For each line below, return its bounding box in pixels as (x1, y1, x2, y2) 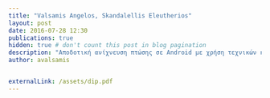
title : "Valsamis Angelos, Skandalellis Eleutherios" (8, 11, 193, 20)
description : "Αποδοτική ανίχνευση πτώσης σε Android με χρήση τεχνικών (8, 49, 257, 57)
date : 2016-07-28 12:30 (8, 26, 88, 34)
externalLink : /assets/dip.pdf (8, 77, 113, 85)
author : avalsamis (8, 57, 70, 65)
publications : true (8, 33, 74, 42)
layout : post (8, 19, 52, 27)
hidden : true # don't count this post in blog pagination (8, 41, 207, 49)
